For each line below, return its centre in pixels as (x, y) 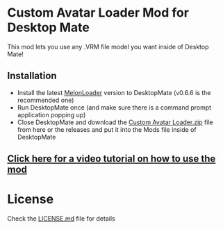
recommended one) (46, 100)
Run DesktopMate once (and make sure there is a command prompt (114, 107)
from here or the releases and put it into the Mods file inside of (107, 129)
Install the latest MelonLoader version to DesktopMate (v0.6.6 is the (114, 92)
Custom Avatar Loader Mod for (98, 13)
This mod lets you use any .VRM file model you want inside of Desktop (108, 46)
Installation (32, 76)
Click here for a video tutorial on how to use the (111, 159)
